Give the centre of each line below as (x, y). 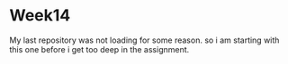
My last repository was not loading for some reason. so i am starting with (144, 40)
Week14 (40, 16)
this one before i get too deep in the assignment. (99, 49)
